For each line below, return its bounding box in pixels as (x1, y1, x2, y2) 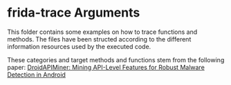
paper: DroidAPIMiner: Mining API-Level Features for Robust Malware (7, 63, 205, 71)
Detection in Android (7, 70, 66, 79)
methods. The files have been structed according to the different (7, 35, 192, 43)
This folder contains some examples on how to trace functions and (7, 28, 198, 36)
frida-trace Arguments (7, 5, 140, 21)
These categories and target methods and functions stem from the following (7, 55, 225, 64)
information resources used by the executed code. (7, 42, 151, 50)
